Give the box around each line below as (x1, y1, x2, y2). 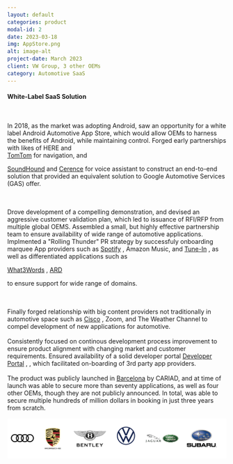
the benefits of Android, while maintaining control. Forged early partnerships (7, 136, 227, 144)
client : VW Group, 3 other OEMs (7, 63, 101, 70)
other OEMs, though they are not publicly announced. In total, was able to (7, 389, 218, 397)
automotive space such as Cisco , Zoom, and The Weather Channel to (7, 314, 208, 323)
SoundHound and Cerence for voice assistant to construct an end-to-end (7, 164, 218, 173)
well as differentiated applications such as (7, 252, 128, 261)
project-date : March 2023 (7, 56, 82, 63)
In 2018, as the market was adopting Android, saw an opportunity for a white (7, 121, 227, 130)
